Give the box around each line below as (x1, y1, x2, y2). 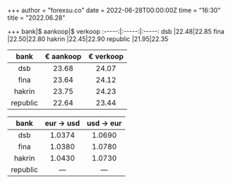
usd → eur (86, 118, 122, 128)
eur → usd (45, 118, 80, 128)
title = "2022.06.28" (7, 13, 66, 22)
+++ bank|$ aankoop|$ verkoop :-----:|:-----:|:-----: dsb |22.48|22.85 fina (7, 28, 225, 35)
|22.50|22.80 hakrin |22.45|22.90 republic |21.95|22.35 (7, 35, 169, 43)
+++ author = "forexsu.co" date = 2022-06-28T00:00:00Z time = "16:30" (7, 6, 221, 14)
